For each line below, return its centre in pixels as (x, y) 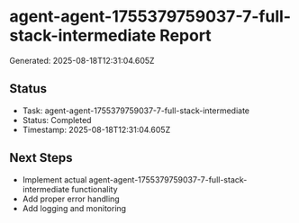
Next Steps (41, 158)
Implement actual (54, 179)
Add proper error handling (71, 199)
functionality (95, 189)
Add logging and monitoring (74, 208)
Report (185, 36)
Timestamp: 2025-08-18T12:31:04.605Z (96, 129)
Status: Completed (57, 120)
